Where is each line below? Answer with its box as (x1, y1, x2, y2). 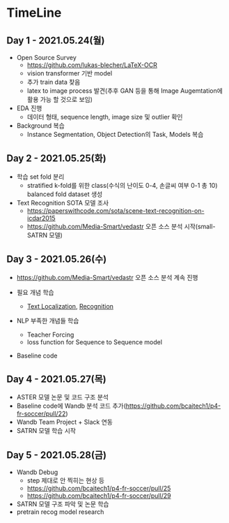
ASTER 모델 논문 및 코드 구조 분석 (16, 393, 109, 402)
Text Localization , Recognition (26, 302, 114, 310)
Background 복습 (16, 121, 65, 130)
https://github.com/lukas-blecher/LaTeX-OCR (26, 61, 157, 69)
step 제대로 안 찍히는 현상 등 (26, 476, 105, 485)
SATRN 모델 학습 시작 (16, 427, 76, 435)
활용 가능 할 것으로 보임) (26, 96, 93, 103)
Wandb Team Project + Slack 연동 (16, 418, 113, 427)
